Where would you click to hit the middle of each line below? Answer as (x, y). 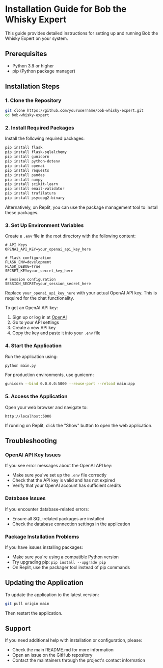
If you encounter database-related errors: (47, 509)
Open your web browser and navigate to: (46, 407)
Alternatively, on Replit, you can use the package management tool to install (82, 207)
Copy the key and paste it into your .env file (56, 333)
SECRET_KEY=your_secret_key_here (39, 271)
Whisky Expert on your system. (37, 38)
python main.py (21, 365)
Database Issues (25, 498)
